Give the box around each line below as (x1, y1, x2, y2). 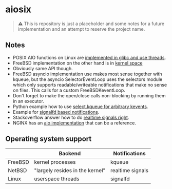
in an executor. (12, 98, 45, 104)
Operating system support (5, 135, 92, 143)
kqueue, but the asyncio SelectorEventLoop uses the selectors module (12, 76, 163, 82)
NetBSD (8, 166, 27, 174)
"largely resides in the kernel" (34, 166, 106, 174)
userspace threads (34, 175, 80, 182)
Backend (59, 150, 81, 157)
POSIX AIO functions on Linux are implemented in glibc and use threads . (12, 54, 166, 60)
